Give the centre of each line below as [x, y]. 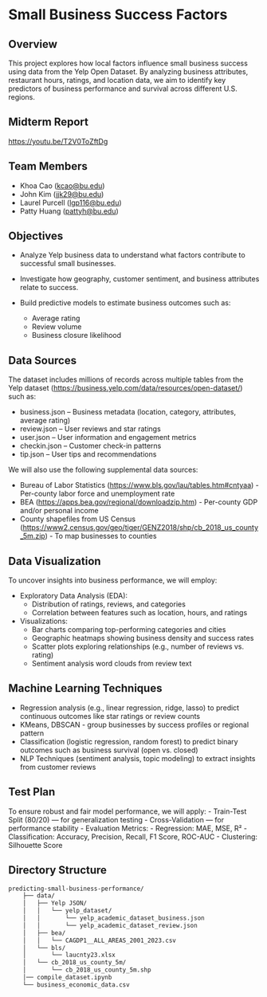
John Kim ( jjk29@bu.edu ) [62, 194]
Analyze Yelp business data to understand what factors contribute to [132, 255]
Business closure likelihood [77, 336]
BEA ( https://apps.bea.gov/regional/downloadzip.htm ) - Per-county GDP [139, 502]
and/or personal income [59, 511]
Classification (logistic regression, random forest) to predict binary [129, 741]
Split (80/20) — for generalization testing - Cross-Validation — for [116, 819]
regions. [22, 97]
